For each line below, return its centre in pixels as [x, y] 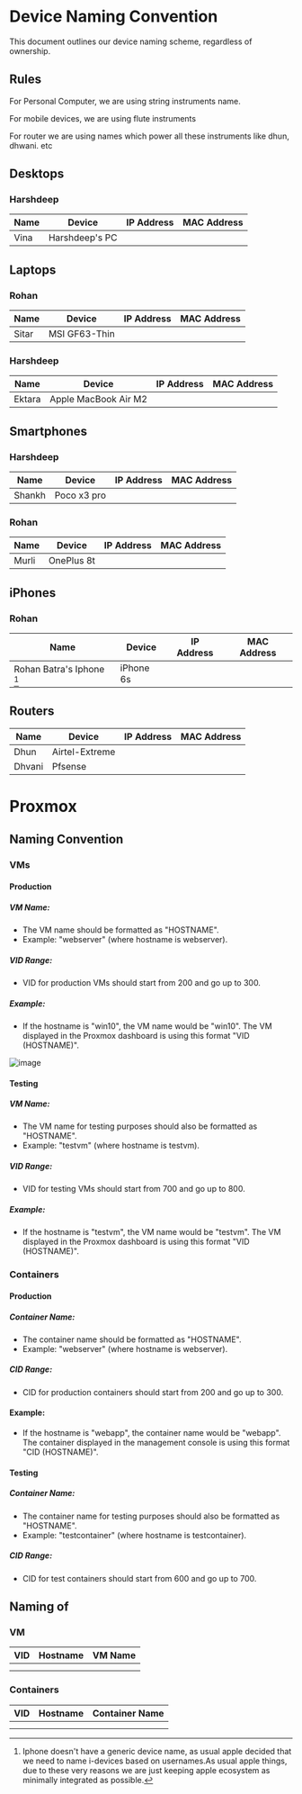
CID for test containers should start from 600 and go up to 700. [139, 1578]
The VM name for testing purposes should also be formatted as [140, 1126]
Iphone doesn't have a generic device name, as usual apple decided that [157, 1751]
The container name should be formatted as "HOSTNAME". [132, 1339]
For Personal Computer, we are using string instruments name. [125, 101]
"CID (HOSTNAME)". [60, 1452]
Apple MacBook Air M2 [98, 400]
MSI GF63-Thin [81, 334]
